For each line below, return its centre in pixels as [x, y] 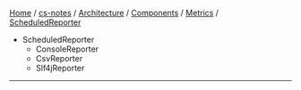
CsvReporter [59, 58]
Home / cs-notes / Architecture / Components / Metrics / [114, 13]
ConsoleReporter [67, 49]
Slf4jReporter [60, 68]
